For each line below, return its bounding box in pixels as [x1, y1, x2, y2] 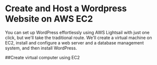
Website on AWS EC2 [5, 13, 93, 24]
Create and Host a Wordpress [5, 3, 127, 14]
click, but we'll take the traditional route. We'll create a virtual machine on [5, 35, 152, 41]
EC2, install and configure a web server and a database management [5, 40, 144, 45]
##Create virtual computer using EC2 [5, 54, 80, 60]
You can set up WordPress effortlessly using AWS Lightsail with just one [5, 29, 150, 35]
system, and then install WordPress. [5, 45, 77, 51]
